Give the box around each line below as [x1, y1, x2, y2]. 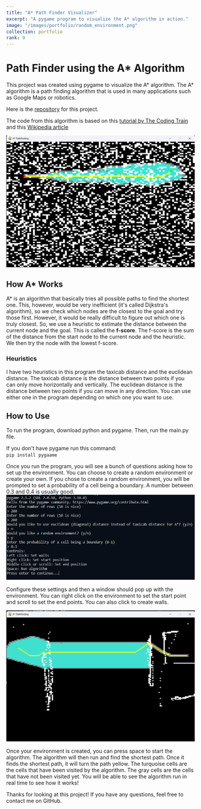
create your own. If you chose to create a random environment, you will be [6, 475, 190, 483]
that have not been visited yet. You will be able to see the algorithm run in [6, 772, 187, 780]
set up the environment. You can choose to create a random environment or [6, 469, 193, 476]
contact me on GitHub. [6, 797, 62, 804]
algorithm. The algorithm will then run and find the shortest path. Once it [6, 753, 184, 760]
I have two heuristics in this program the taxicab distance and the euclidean [6, 368, 193, 375]
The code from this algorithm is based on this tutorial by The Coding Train [6, 117, 188, 125]
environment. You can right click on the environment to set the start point [6, 592, 187, 599]
